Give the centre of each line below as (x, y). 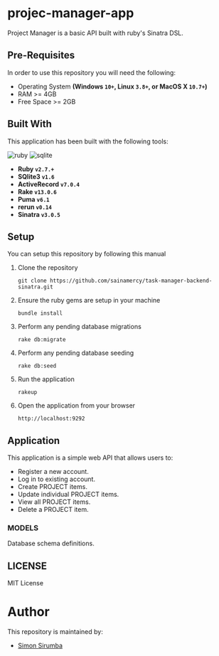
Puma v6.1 (33, 199)
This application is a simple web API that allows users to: (90, 458)
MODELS (23, 528)
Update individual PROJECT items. (68, 495)
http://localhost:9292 (51, 419)
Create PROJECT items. (52, 487)
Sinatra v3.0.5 (39, 214)
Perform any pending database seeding (76, 353)
